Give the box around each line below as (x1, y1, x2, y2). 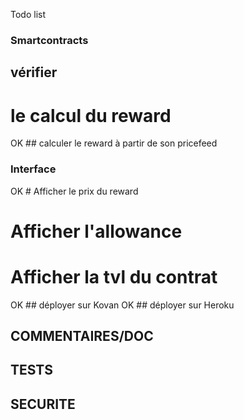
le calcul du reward (10, 104, 172, 127)
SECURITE (10, 395, 76, 413)
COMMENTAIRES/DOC (10, 328, 154, 345)
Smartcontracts (10, 33, 89, 47)
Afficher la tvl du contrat (10, 265, 218, 288)
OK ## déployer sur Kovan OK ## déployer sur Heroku (10, 299, 235, 311)
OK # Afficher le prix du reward (10, 185, 139, 197)
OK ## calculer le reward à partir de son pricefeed (10, 137, 218, 149)
